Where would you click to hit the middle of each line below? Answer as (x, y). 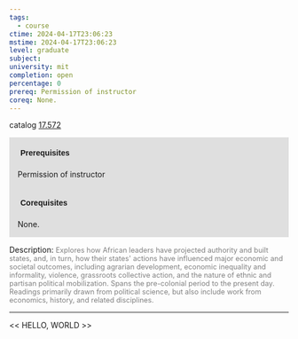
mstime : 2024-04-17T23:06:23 (63, 42)
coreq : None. (33, 100)
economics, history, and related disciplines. (82, 300)
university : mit (39, 67)
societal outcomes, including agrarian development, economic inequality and (137, 267)
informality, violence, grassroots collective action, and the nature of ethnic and (141, 276)
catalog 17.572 (35, 125)
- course (33, 26)
